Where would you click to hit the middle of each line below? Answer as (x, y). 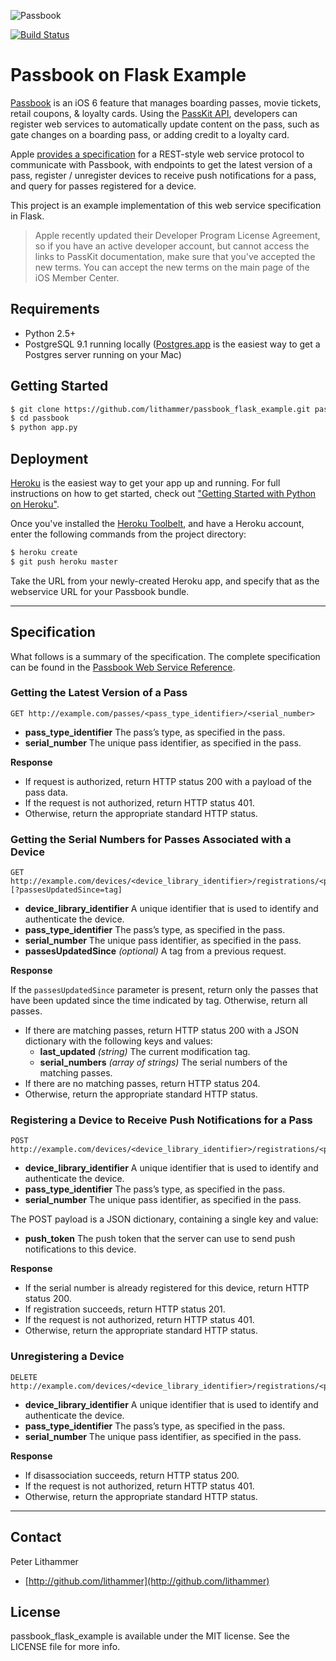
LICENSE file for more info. (65, 1647)
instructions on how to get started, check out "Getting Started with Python (163, 493)
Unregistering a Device (67, 1357)
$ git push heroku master (64, 561)
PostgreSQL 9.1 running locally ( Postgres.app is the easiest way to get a (172, 344)
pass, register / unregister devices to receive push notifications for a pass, (163, 175)
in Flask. (27, 216)
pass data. (46, 792)
